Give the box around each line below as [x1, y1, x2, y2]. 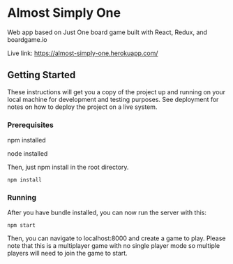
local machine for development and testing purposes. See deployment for [7, 95, 219, 103]
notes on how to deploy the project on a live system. [7, 103, 158, 111]
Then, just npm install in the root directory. [7, 163, 129, 172]
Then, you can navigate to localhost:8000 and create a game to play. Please [7, 234, 226, 242]
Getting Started [7, 69, 76, 81]
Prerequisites [7, 120, 54, 130]
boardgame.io [7, 35, 47, 43]
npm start [7, 222, 36, 229]
